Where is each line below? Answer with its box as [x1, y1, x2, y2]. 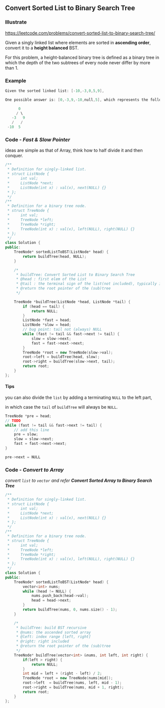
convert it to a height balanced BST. [5, 44, 79, 51]
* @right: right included [16, 639, 69, 644]
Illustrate [5, 19, 27, 26]
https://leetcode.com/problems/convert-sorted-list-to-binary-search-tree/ [5, 30, 156, 36]
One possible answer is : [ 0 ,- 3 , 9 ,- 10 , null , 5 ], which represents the [5, 97, 148, 102]
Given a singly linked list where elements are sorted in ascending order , [5, 39, 151, 45]
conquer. [5, 153, 24, 158]
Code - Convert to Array [5, 466, 64, 473]
